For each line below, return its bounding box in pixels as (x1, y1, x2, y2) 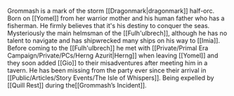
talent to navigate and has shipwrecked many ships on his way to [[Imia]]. (7, 36, 220, 45)
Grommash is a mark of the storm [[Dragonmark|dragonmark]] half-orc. (7, 7, 215, 15)
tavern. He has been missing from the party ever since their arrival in (7, 67, 207, 74)
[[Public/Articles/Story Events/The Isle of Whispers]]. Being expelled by (7, 74, 214, 82)
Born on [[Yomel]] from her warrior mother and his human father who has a (7, 14, 225, 22)
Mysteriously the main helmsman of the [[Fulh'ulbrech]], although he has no (7, 29, 228, 37)
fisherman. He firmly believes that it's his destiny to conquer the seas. (7, 22, 210, 29)
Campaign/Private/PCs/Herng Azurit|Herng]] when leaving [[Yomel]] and (7, 51, 219, 60)
